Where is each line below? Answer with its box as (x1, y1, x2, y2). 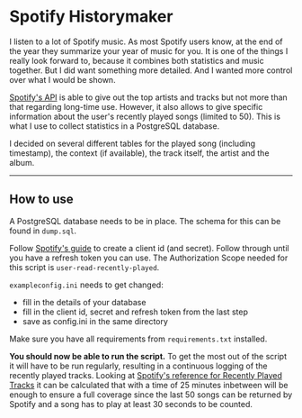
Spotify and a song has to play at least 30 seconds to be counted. (9, 398, 253, 409)
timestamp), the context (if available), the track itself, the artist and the (9, 147, 270, 159)
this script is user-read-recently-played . (9, 261, 160, 272)
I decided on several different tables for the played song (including (9, 138, 256, 149)
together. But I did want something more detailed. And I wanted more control (9, 65, 293, 76)
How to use (9, 192, 74, 207)
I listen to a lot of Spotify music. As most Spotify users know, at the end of (9, 36, 283, 47)
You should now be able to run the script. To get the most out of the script (9, 350, 288, 361)
